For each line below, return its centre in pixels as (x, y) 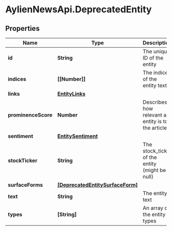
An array (153, 208)
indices (17, 79)
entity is (152, 121)
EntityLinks (71, 94)
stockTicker (23, 160)
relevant (153, 115)
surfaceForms (25, 185)
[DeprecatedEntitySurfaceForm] (98, 185)
